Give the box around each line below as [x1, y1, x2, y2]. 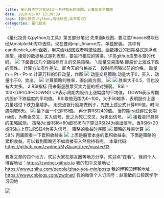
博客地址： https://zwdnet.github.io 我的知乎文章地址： [5, 160, 115, 166]
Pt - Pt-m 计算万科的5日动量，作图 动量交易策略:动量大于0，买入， [14, 71, 155, 77]
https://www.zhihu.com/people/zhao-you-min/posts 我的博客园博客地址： [5, 166, 154, 172]
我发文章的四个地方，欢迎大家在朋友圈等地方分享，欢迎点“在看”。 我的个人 [5, 154, 156, 160]
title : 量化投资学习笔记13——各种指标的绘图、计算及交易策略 [5, 7, 114, 12]
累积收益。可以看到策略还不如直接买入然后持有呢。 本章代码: [5, 139, 128, 144]
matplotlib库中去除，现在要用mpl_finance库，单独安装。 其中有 [13, 41, 141, 47]
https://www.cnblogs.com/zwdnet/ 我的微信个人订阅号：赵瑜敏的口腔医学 [5, 172, 154, 178]
